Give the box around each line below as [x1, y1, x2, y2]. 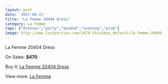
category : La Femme [5, 21, 46, 26]
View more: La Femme [5, 73, 51, 79]
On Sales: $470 [5, 54, 37, 60]
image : [5, 30, 19, 35]
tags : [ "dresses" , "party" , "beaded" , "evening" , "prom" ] [5, 26, 120, 31]
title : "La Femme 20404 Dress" [5, 16, 70, 21]
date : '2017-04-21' [5, 12, 46, 17]
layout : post [5, 7, 32, 12]
